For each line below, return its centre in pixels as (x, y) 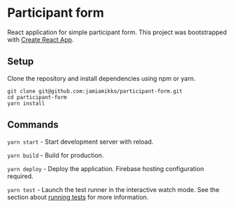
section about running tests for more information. (78, 197)
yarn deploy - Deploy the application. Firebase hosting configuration (106, 168)
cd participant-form (37, 97)
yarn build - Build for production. (56, 155)
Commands (33, 125)
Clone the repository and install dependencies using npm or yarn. (101, 78)
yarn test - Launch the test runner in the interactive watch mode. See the (114, 189)
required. (20, 176)
